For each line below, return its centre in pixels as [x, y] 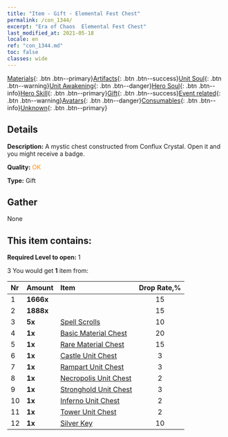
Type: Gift [21, 180]
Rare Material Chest [92, 345]
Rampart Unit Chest [92, 367]
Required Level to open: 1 [44, 258]
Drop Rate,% [160, 288]
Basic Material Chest [94, 333]
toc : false [23, 53]
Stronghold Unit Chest [96, 390]
